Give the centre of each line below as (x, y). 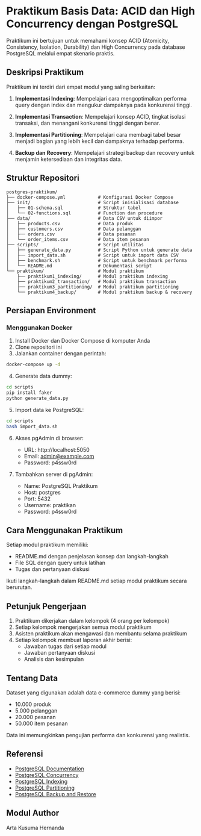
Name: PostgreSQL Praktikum (61, 485)
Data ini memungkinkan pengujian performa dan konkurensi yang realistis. (98, 735)
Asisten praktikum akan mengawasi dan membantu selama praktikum (101, 634)
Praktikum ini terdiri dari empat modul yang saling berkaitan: (81, 87)
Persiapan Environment (51, 310)
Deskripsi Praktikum (45, 73)
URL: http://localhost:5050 (57, 449)
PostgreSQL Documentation (49, 769)
